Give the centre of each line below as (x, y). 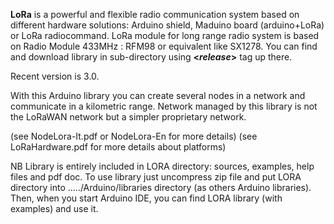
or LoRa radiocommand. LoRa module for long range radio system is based (165, 35)
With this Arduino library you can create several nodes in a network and (158, 95)
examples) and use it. (54, 208)
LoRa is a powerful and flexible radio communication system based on (155, 14)
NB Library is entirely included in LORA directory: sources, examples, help (162, 166)
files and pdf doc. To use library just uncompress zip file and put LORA (156, 177)
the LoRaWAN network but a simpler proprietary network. (128, 117)
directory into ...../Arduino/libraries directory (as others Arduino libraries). (161, 187)
